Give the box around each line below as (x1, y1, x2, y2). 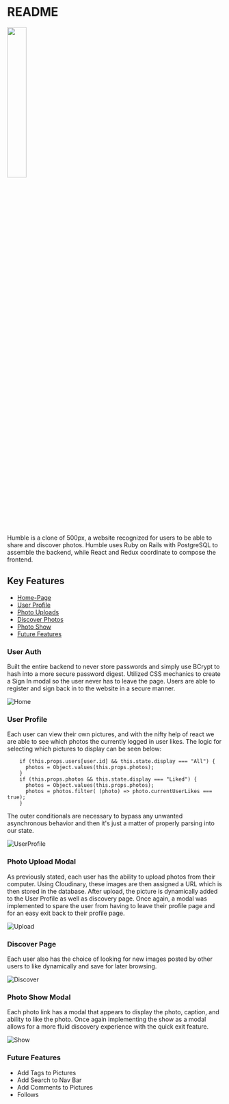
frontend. (7, 555, 33, 564)
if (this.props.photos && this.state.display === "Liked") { (19, 776, 197, 783)
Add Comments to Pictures (16, 1083, 94, 1091)
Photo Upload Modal (7, 857, 77, 866)
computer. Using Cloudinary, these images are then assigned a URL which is (7, 879, 222, 888)
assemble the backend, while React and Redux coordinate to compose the (7, 548, 217, 556)
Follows (16, 1090, 39, 1099)
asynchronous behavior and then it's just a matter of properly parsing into (7, 819, 215, 827)
